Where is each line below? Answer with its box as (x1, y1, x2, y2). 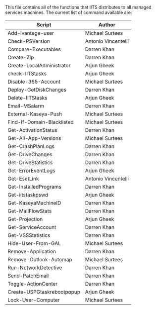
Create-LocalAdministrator (7, 62, 71, 69)
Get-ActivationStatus (7, 127, 57, 133)
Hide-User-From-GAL (7, 240, 61, 247)
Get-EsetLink (7, 175, 39, 182)
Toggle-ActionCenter (7, 281, 58, 287)
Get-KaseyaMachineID (7, 200, 61, 206)
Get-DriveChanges (7, 151, 52, 158)
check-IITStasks (7, 70, 47, 77)
